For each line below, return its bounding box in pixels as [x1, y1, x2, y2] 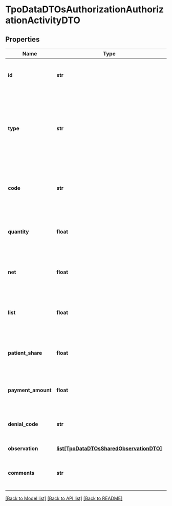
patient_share [8, 349, 42, 356]
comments [8, 470, 35, 476]
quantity [8, 228, 29, 235]
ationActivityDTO [5, 14, 81, 26]
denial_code [8, 421, 38, 427]
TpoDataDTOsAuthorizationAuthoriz [5, 4, 164, 15]
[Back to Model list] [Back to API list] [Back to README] [5, 495, 123, 501]
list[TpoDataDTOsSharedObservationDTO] [56, 445, 162, 452]
